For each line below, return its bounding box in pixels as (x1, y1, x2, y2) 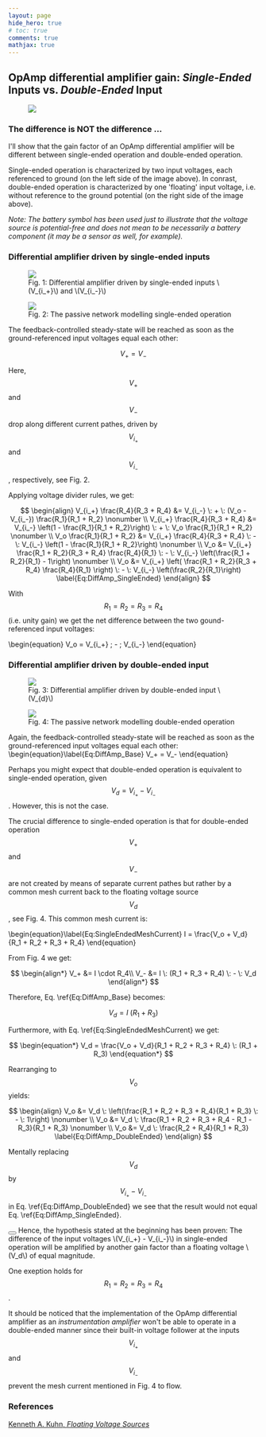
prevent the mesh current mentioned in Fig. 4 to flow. (8, 1381, 183, 1391)
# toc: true (8, 26, 48, 34)
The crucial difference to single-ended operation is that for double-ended (8, 817, 249, 826)
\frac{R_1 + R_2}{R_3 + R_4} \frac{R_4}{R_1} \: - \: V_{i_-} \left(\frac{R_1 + (16, 548, 251, 557)
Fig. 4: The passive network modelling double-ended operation (28, 717, 235, 727)
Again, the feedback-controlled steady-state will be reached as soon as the (8, 732, 255, 742)
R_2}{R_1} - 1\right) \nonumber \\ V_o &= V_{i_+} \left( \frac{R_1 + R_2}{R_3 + (10, 557, 257, 566)
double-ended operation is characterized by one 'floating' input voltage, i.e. (8, 182, 256, 192)
